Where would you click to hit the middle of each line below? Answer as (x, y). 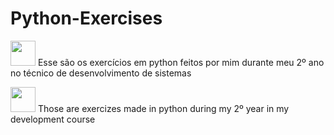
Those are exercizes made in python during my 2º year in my (163, 108)
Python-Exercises (86, 18)
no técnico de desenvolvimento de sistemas (101, 73)
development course (53, 119)
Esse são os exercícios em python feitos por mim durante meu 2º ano (181, 62)
